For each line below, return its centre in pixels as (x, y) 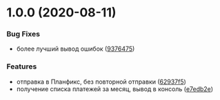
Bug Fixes (23, 34)
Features (22, 66)
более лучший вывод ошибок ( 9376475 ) (76, 49)
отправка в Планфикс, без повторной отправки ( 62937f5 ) (101, 82)
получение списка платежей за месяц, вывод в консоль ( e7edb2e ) (115, 89)
